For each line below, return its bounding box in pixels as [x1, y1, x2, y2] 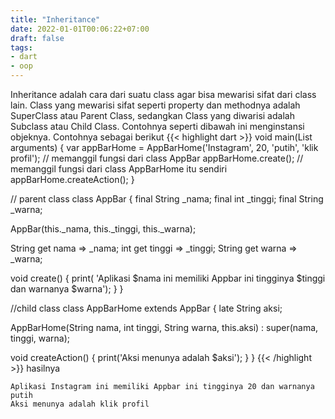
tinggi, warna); [10, 332, 71, 344]
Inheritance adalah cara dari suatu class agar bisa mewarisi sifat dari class [10, 89, 317, 100]
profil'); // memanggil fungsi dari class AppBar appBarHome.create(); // [10, 152, 304, 164]
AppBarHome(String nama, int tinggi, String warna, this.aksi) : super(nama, [10, 322, 319, 333]
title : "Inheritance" [10, 14, 101, 25]
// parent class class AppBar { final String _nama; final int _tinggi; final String [10, 193, 324, 205]
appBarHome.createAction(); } [10, 174, 135, 185]
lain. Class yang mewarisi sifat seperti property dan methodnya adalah [10, 99, 301, 111]
